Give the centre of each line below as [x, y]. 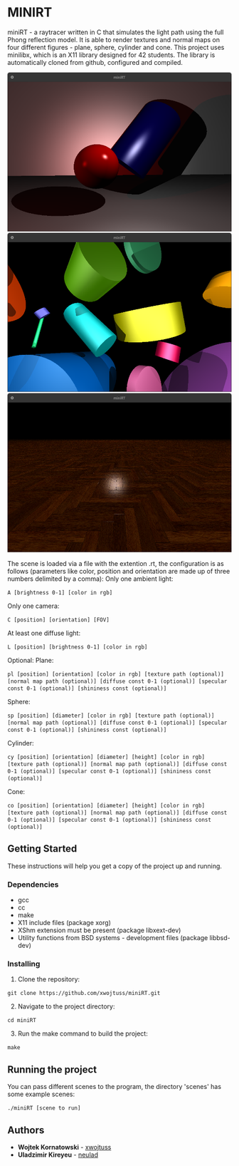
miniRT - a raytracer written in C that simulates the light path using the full [116, 32]
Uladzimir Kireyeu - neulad [58, 1155]
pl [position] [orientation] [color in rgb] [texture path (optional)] [116, 674]
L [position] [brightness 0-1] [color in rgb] [78, 647]
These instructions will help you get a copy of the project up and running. [115, 866]
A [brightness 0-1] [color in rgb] [60, 593]
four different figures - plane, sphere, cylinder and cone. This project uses [116, 47]
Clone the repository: [49, 979]
